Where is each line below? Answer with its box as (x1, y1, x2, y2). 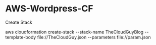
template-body (5, 34, 36, 40)
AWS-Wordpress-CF (5, 3, 93, 14)
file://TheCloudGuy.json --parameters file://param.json (37, 34, 151, 40)
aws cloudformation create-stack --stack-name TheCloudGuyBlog (5, 29, 144, 35)
